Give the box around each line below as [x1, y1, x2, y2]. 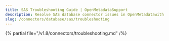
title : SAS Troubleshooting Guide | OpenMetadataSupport [5, 7, 128, 12]
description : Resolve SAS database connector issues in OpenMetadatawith [5, 12, 164, 17]
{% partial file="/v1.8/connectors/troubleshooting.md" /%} [5, 30, 128, 36]
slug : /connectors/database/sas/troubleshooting [5, 16, 110, 21]
